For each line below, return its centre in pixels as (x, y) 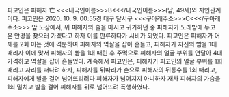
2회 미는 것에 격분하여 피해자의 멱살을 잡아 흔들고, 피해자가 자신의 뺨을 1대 (118, 44)
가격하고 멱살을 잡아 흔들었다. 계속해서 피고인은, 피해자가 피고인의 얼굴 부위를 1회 (115, 61)
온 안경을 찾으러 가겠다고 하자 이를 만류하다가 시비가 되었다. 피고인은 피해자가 (110, 36)
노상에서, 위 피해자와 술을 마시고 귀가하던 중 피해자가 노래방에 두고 (127, 27)
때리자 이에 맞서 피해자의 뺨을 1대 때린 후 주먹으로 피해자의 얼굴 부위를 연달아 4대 (115, 53)
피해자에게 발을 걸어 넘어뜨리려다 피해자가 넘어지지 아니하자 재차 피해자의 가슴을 (114, 78)
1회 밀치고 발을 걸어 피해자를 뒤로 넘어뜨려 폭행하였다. (79, 87)
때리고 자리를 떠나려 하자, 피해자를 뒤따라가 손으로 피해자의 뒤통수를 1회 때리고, (112, 70)
